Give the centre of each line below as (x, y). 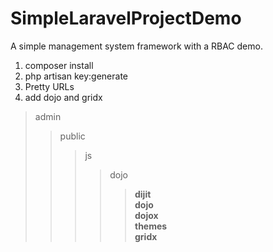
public (72, 136)
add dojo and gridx (63, 97)
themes (151, 226)
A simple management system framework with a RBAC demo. (136, 46)
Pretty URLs (49, 86)
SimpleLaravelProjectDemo (126, 18)
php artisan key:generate (76, 76)
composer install (59, 65)
